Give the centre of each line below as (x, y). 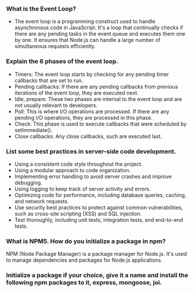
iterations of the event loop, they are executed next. (76, 93)
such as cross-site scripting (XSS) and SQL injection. (78, 213)
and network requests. (41, 201)
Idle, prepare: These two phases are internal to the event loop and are (98, 99)
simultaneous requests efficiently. (55, 46)
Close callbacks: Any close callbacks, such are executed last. (88, 136)
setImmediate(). (33, 130)
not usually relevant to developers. (56, 105)
